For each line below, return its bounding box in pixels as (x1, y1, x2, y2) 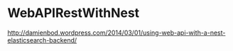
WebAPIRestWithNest (7, 5, 140, 21)
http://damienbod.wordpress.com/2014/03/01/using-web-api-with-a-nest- (7, 28, 226, 37)
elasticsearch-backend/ (7, 35, 77, 44)
